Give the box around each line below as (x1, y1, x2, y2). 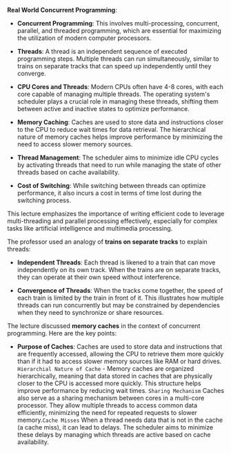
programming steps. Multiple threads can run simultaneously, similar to (17, 55, 219, 63)
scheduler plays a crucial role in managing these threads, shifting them (17, 97, 219, 106)
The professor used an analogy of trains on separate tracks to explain (7, 238, 208, 246)
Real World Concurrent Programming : (7, 6, 117, 14)
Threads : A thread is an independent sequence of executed (17, 48, 188, 55)
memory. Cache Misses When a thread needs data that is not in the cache (17, 416, 223, 424)
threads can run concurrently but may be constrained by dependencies (17, 301, 221, 309)
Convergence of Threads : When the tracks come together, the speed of (17, 287, 223, 294)
